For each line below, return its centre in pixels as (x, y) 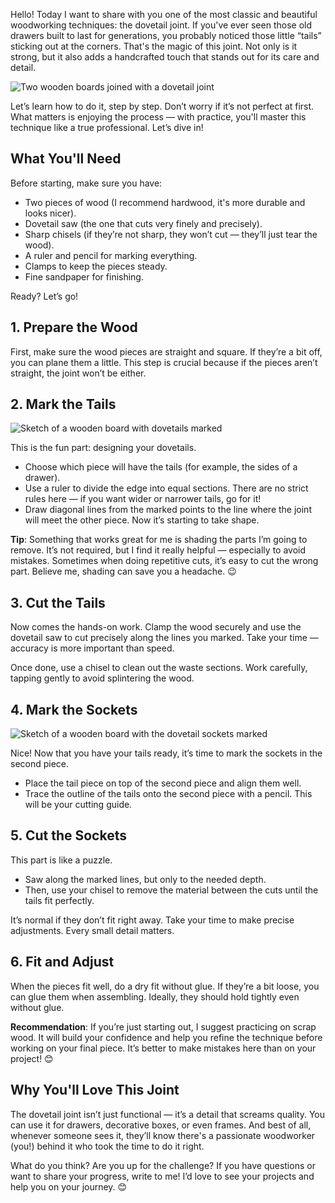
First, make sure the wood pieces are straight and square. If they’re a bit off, (166, 351)
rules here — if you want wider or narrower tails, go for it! (143, 499)
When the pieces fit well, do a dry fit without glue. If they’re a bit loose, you (165, 986)
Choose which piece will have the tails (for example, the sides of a (161, 467)
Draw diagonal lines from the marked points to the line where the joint (168, 510)
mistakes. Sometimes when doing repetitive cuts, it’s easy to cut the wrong (164, 561)
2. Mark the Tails (63, 404)
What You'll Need (66, 159)
